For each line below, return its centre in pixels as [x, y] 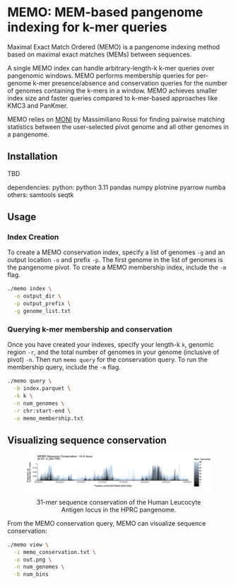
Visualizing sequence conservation [87, 440]
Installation [33, 156]
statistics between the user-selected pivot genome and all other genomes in [118, 126]
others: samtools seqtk [41, 194]
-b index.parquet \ [42, 389]
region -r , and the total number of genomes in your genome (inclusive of [113, 352]
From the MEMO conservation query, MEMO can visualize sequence [107, 523]
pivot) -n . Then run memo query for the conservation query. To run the [107, 360]
